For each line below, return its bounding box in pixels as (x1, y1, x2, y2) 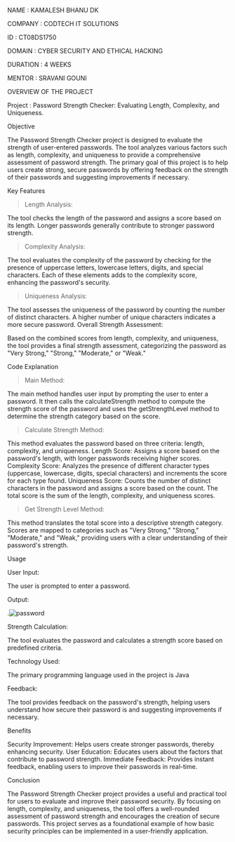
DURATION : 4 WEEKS (7, 60, 72, 69)
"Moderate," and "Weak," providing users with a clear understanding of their (7, 533, 228, 542)
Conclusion (7, 776, 41, 784)
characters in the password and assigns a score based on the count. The (7, 484, 219, 492)
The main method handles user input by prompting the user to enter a (7, 389, 208, 398)
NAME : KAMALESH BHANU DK (7, 6, 99, 14)
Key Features (7, 187, 46, 195)
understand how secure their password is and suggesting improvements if (7, 705, 222, 714)
